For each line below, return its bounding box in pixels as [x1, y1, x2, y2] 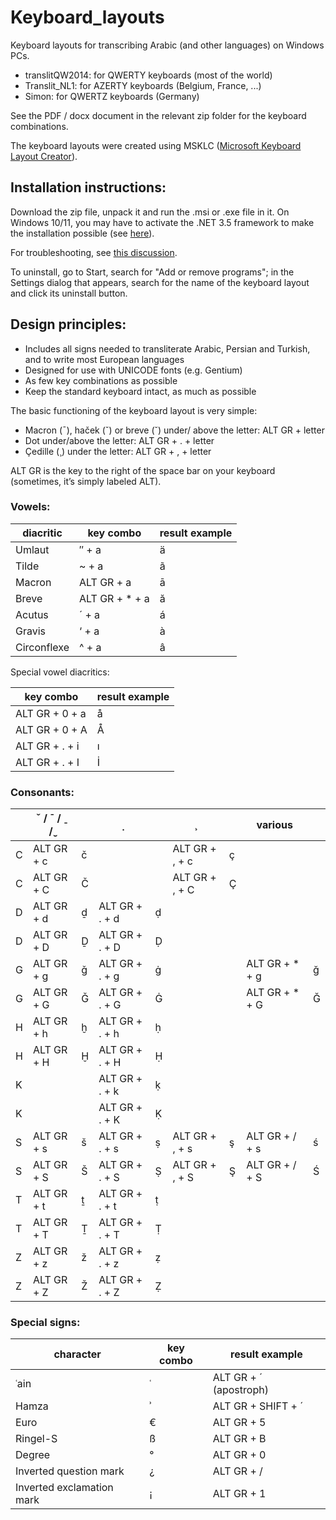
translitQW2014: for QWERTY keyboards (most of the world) [24, 69, 273, 81]
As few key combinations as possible [24, 374, 178, 386]
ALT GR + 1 [212, 1487, 267, 1501]
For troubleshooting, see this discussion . [10, 246, 178, 258]
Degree [15, 1448, 51, 1462]
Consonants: [10, 785, 75, 799]
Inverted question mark [15, 1464, 125, 1478]
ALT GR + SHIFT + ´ [212, 1399, 304, 1413]
